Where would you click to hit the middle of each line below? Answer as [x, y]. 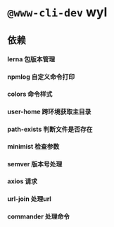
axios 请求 [22, 181]
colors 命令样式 [30, 94]
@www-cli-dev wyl [57, 12]
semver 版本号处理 [35, 164]
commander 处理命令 [39, 216]
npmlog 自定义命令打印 [41, 76]
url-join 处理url [29, 199]
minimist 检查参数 [33, 147]
